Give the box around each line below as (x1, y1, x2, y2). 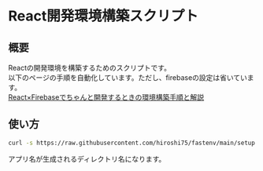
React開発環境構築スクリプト (8, 7, 198, 25)
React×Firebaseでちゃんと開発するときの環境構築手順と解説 (8, 93, 205, 102)
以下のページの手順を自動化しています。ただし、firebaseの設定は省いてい (8, 73, 248, 82)
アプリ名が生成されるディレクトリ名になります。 (8, 154, 166, 163)
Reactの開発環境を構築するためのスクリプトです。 (8, 64, 172, 72)
